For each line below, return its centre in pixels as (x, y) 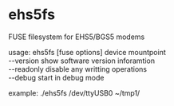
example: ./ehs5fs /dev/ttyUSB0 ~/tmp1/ (74, 92)
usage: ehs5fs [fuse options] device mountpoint (87, 52)
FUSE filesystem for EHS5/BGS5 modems (77, 37)
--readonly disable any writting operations (78, 69)
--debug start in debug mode (56, 77)
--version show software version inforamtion (82, 61)
